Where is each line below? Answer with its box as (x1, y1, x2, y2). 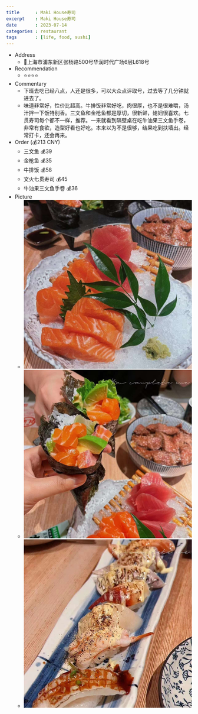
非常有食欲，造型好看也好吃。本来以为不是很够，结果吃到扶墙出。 (23, 124, 184, 131)
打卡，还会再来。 (28, 132, 71, 139)
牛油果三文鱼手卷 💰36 (23, 185, 78, 192)
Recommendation (14, 65, 58, 72)
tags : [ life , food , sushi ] (6, 34, 91, 41)
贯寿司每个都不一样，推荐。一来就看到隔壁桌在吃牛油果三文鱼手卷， (23, 117, 189, 124)
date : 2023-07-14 (6, 22, 67, 28)
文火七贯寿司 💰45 (23, 176, 68, 183)
